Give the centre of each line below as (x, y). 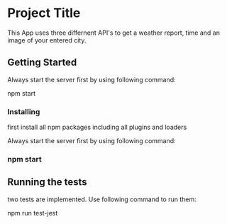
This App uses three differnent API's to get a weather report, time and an (113, 33)
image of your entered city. (47, 40)
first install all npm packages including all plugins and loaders (97, 127)
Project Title (44, 13)
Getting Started (42, 63)
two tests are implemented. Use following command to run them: (102, 199)
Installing (24, 111)
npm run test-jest (33, 213)
